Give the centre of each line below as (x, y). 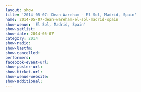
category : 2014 (22, 39)
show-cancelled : (23, 53)
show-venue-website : (28, 77)
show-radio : (18, 43)
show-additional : (24, 81)
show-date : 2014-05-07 (30, 34)
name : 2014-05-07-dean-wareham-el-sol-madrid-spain (62, 19)
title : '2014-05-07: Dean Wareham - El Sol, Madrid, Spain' (71, 15)
